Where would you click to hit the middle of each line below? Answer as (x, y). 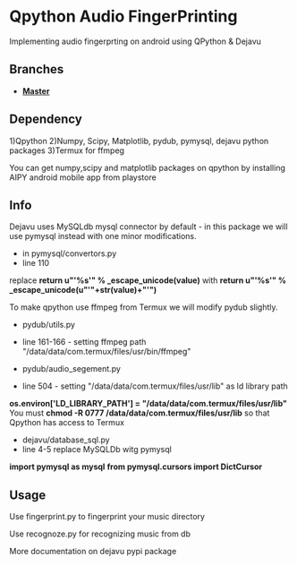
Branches (37, 69)
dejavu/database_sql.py (66, 440)
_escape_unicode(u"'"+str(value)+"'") (83, 290)
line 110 (36, 263)
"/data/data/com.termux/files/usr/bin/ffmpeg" (106, 352)
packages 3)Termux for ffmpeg (67, 150)
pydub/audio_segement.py (71, 369)
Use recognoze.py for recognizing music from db (100, 534)
